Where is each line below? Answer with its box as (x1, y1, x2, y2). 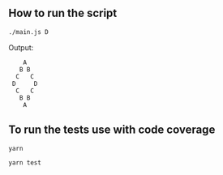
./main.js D (8, 28, 49, 36)
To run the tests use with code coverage (8, 123, 216, 137)
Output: (8, 42, 34, 52)
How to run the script (8, 6, 118, 20)
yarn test (8, 158, 42, 167)
